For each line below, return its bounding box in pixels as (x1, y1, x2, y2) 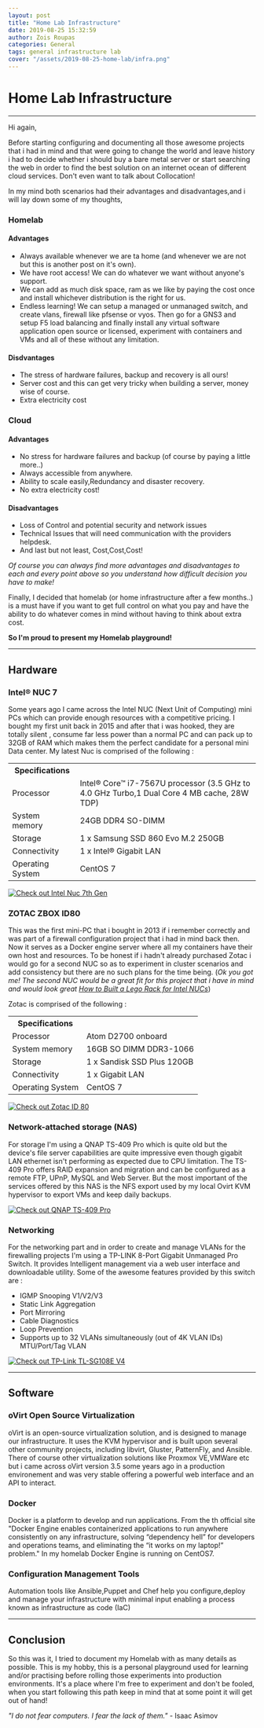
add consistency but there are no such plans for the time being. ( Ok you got (8, 967, 254, 977)
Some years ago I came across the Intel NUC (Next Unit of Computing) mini (8, 705, 252, 714)
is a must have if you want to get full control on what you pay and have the (8, 601, 250, 611)
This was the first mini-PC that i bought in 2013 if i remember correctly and (8, 926, 250, 935)
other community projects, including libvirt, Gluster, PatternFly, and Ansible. (8, 1444, 253, 1454)
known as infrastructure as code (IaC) (8, 1603, 131, 1612)
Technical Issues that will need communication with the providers (19, 529, 232, 538)
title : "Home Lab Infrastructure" (8, 19, 122, 27)
